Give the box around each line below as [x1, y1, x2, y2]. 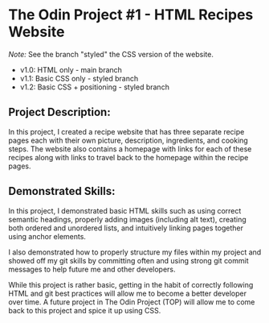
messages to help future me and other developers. [8, 264, 176, 274]
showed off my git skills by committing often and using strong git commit [8, 255, 249, 265]
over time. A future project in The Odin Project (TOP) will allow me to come [8, 296, 255, 307]
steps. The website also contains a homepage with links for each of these [8, 143, 252, 154]
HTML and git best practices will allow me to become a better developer [8, 288, 247, 298]
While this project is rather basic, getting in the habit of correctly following [8, 280, 254, 289]
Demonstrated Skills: [8, 184, 116, 198]
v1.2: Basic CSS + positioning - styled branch [19, 82, 170, 92]
